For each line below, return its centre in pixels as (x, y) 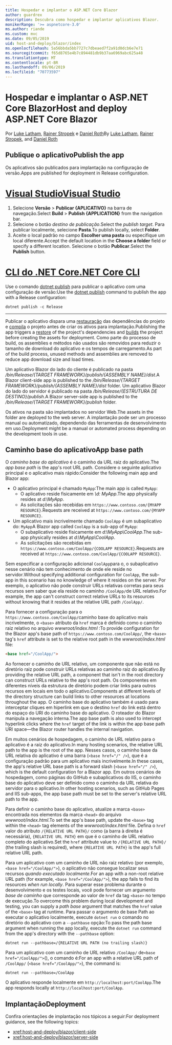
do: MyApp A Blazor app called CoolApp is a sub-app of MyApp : (75, 527)
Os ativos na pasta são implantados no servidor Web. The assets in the (79, 412)
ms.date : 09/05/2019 (27, 39)
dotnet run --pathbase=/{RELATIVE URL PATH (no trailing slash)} (76, 943)
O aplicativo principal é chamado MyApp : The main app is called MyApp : (85, 489)
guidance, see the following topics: (42, 1022)
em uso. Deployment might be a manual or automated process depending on (86, 428)
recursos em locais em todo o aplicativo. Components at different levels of (83, 691)
